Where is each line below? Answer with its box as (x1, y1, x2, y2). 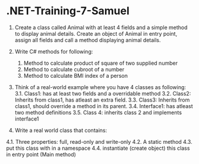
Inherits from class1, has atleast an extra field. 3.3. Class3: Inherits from (14, 96, 190, 103)
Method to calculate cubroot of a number (23, 65, 125, 72)
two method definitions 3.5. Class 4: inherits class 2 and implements (14, 109, 182, 116)
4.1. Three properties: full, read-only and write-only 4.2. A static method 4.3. (6, 138, 192, 145)
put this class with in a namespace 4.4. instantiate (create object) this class (6, 144, 190, 152)
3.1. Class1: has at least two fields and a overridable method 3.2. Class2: (14, 90, 191, 97)
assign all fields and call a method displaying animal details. (14, 36, 162, 43)
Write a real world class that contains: (14, 127, 108, 134)
